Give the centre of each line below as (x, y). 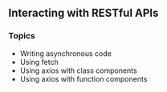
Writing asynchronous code (66, 53)
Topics (22, 36)
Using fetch (39, 62)
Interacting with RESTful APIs (83, 13)
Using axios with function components (83, 78)
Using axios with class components (79, 70)
